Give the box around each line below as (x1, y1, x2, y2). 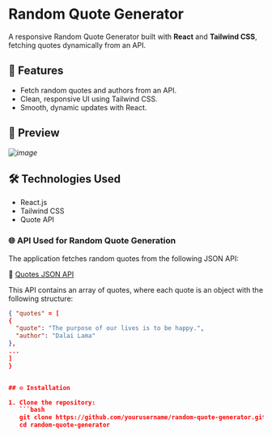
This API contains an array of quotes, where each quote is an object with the (8, 285, 264, 294)
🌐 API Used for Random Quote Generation (8, 235, 176, 246)
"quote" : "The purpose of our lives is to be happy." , (15, 324, 205, 332)
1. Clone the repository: (8, 398, 96, 406)
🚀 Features (8, 64, 64, 78)
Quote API (19, 215, 55, 225)
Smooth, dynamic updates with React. (19, 102, 147, 112)
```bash (19, 406, 45, 414)
